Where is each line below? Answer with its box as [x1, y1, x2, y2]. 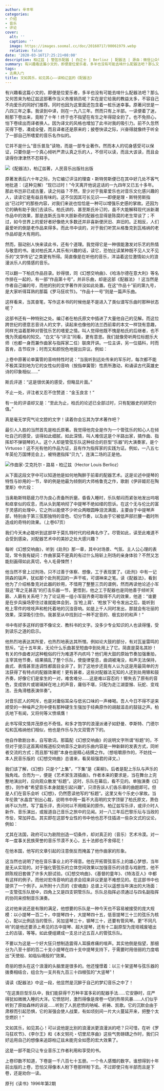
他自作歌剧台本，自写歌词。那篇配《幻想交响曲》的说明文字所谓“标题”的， [5, 737, 155, 743]
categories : [5, 12, 29, 17]
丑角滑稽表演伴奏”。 [13, 688, 55, 693]
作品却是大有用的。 [5, 231, 44, 237]
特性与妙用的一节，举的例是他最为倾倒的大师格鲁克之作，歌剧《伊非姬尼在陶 [5, 478, 159, 484]
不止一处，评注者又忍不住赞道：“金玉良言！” [5, 389, 95, 395]
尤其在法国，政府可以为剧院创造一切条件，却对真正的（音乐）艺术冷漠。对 [5, 831, 155, 837]
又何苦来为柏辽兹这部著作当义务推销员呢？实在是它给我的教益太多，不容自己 [5, 95, 159, 101]
